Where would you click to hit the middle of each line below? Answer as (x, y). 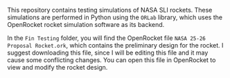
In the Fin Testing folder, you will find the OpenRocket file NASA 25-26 (106, 38)
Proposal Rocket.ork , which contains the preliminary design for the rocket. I (115, 45)
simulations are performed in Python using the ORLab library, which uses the (115, 17)
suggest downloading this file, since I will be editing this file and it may (108, 52)
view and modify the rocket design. (57, 67)
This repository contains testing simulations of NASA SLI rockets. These (110, 10)
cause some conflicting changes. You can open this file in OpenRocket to (112, 60)
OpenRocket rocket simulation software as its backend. (86, 25)
